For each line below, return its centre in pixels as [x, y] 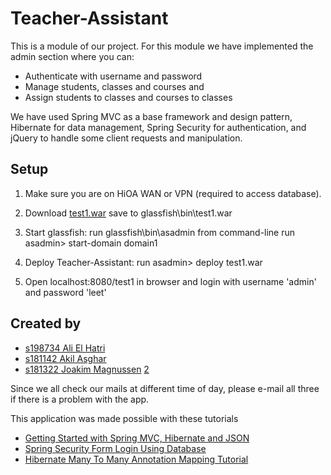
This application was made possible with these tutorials [124, 418]
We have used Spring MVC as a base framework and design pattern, [151, 116]
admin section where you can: [72, 56]
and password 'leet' [65, 292]
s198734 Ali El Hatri [65, 348]
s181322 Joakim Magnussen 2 [87, 369]
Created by [46, 323]
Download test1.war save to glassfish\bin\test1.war [128, 213]
